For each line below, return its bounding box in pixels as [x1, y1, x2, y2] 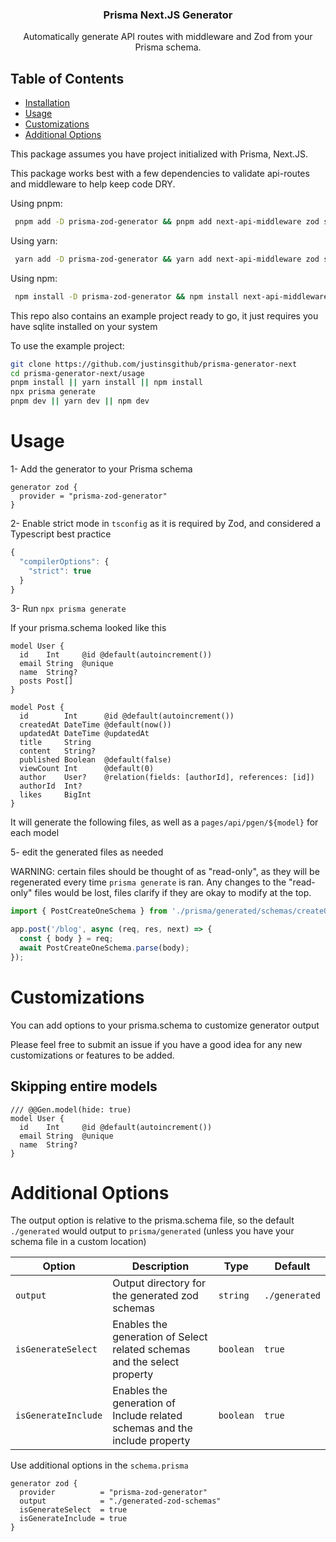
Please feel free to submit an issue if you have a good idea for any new [10, 1038, 303, 1050]
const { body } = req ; [19, 934, 114, 944]
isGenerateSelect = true [19, 1505, 128, 1515]
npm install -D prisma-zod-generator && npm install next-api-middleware [14, 291, 329, 302]
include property [112, 1434, 191, 1448]
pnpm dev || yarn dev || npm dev [10, 396, 150, 407]
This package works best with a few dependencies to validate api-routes [10, 168, 310, 180]
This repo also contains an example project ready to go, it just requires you [10, 309, 319, 322]
